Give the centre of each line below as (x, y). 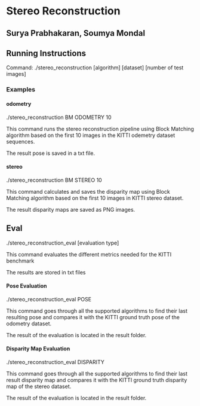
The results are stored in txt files (46, 272)
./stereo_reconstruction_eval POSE (49, 299)
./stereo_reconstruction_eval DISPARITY (55, 362)
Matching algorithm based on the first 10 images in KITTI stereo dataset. (95, 198)
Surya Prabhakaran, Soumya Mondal (76, 33)
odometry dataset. (29, 323)
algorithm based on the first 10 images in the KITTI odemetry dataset (91, 135)
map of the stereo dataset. (39, 386)
